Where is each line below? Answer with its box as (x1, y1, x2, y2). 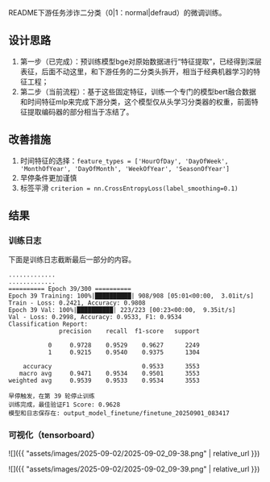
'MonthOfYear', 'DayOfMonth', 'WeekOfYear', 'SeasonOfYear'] (19, 164, 231, 172)
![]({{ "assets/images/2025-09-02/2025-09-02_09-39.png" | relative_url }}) (8, 463, 260, 474)
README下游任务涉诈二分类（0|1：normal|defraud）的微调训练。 (8, 8, 226, 17)
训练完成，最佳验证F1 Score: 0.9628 (8, 401, 121, 409)
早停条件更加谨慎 (19, 172, 77, 182)
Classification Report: (8, 320, 89, 329)
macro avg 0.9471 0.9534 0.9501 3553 (19, 370, 200, 378)
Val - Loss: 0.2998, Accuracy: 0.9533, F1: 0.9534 (8, 314, 182, 322)
